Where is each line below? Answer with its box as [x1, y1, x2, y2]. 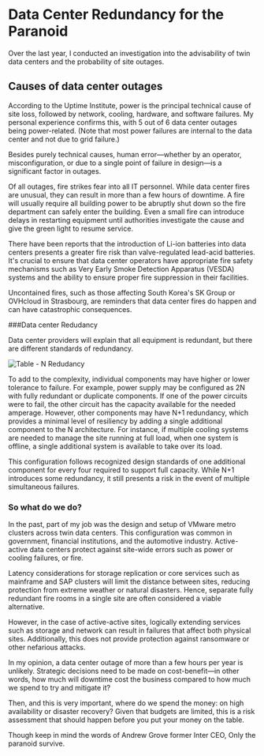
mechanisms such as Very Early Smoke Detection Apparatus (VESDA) [8, 264, 235, 273]
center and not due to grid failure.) [8, 134, 120, 144]
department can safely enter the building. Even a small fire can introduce [8, 207, 244, 216]
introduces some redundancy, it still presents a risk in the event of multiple [8, 473, 250, 483]
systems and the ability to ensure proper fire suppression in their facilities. [8, 273, 249, 282]
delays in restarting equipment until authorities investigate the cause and [8, 215, 244, 224]
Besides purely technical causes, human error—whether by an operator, [8, 149, 242, 159]
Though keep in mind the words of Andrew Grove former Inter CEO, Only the [8, 731, 256, 740]
